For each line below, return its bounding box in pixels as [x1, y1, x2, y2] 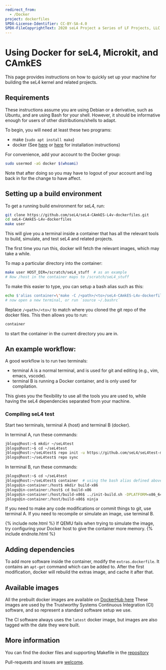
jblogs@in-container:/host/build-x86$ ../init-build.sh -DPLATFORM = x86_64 [5, 492, 163, 497]
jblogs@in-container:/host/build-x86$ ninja [5, 496, 98, 501]
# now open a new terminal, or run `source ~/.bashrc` [5, 298, 121, 303]
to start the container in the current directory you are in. [5, 330, 119, 336]
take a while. [5, 251, 31, 257]
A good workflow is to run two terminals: [5, 358, 88, 364]
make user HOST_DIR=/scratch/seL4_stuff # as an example [5, 270, 127, 275]
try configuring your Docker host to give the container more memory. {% [5, 526, 153, 532]
